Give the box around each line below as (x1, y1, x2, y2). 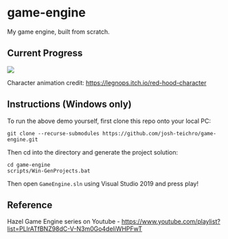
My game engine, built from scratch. (7, 27, 110, 36)
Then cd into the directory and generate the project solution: (7, 148, 179, 156)
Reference (7, 199, 53, 211)
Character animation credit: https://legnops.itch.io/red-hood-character (7, 78, 207, 87)
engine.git (7, 136, 38, 143)
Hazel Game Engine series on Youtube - (7, 218, 120, 226)
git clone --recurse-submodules (7, 130, 100, 137)
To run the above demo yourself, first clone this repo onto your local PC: (7, 117, 212, 125)
